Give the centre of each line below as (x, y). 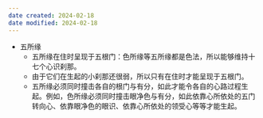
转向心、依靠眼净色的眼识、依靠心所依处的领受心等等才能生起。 (136, 106)
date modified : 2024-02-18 (53, 23)
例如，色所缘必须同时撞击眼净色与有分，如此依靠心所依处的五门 (151, 96)
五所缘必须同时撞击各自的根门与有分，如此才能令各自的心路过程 (136, 86)
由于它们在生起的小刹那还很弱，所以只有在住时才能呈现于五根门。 (140, 76)
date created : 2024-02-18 (51, 15)
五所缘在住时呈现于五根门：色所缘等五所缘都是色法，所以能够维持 (140, 56)
